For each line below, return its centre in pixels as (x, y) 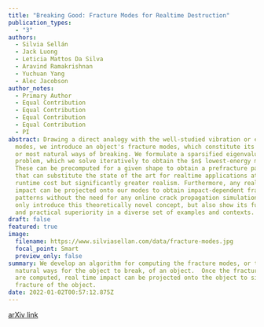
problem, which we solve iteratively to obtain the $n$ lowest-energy (133, 162)
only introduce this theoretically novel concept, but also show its (131, 205)
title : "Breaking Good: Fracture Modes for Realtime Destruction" (119, 15)
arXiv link (23, 314)
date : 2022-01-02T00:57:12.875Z (61, 292)
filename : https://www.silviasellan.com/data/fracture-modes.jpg (125, 242)
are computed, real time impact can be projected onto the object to (131, 278)
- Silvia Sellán (42, 45)
